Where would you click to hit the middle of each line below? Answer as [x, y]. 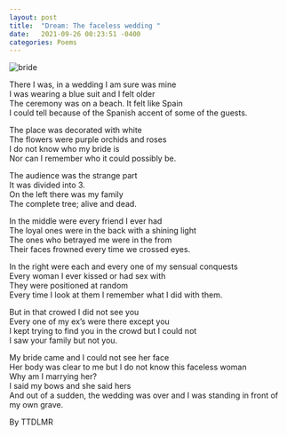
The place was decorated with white [76, 131]
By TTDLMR [31, 422]
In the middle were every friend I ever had [86, 221]
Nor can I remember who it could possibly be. [93, 159]
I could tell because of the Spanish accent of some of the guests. [128, 113]
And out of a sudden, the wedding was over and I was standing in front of [144, 395]
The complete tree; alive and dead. [73, 204]
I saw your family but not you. [64, 341]
